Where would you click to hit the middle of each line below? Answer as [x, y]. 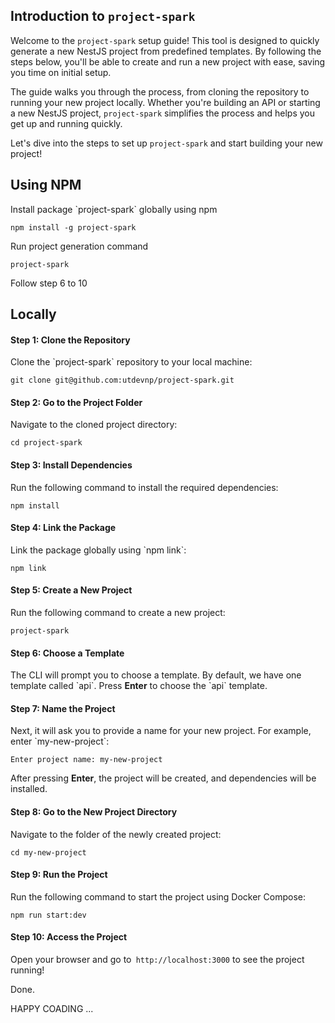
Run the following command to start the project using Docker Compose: [158, 896]
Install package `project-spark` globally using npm [114, 209]
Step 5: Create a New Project [71, 590]
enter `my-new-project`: [60, 741]
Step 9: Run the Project [59, 875]
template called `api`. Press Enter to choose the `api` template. [139, 686]
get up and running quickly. [66, 123]
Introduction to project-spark [103, 16]
